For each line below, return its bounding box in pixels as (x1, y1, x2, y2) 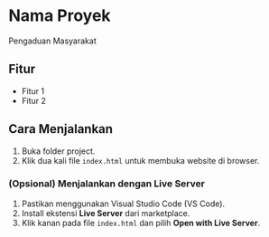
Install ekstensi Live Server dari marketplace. (21, 207, 190, 218)
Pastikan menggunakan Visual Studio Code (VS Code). (21, 198, 226, 209)
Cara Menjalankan (8, 121, 114, 137)
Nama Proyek (8, 5, 111, 26)
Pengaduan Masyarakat (8, 35, 97, 46)
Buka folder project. (21, 146, 96, 156)
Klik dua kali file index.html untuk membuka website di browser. (21, 155, 260, 166)
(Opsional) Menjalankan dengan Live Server (8, 177, 205, 190)
